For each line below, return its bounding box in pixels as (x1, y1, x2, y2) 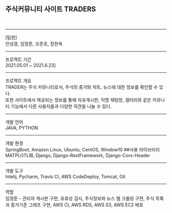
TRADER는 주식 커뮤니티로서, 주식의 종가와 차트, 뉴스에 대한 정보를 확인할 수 (5, 84, 158, 90)
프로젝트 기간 (5, 56, 32, 63)
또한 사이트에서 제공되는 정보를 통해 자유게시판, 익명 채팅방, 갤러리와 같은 (5, 96, 152, 103)
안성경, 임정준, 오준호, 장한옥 (5, 41, 63, 47)
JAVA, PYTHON (5, 125, 38, 131)
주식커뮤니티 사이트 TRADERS (5, 5, 96, 14)
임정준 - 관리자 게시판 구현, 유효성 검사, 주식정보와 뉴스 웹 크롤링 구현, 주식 (5, 195, 155, 201)
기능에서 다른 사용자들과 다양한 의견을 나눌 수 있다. (10, 103, 112, 109)
